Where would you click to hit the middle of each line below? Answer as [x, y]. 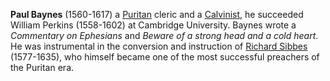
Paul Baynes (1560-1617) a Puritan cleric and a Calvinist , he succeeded [157, 14]
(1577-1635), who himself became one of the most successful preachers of [165, 57]
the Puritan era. [42, 67]
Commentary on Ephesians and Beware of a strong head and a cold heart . [164, 35]
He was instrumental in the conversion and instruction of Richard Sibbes [159, 46]
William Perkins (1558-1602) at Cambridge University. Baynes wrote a [153, 25]
